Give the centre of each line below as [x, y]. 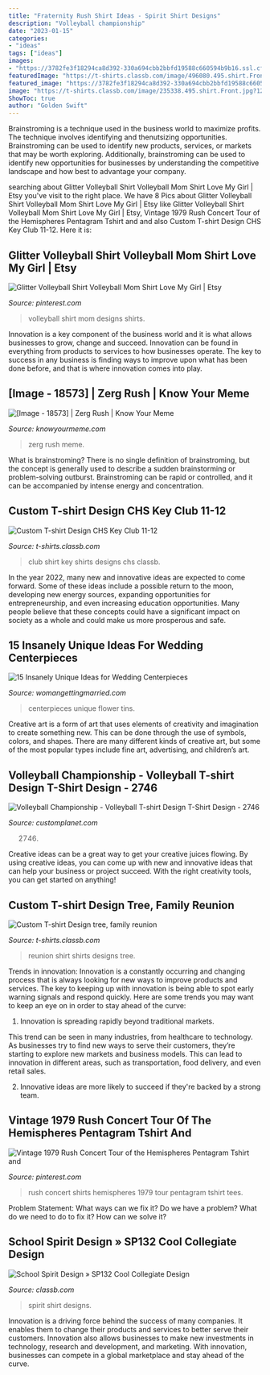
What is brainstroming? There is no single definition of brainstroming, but [129, 459]
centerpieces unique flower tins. [81, 708]
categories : [28, 38]
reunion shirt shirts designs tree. [82, 955]
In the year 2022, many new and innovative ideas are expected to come [127, 577]
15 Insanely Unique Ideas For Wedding [106, 645]
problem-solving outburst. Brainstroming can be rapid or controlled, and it [131, 477]
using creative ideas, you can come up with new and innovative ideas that [131, 862]
